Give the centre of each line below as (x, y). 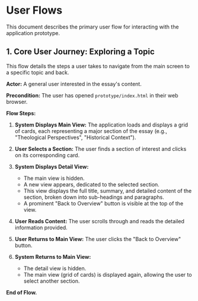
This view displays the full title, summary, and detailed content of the (108, 191)
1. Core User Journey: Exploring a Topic (81, 52)
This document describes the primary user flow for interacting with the (92, 27)
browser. (17, 102)
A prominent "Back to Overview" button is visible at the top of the (103, 203)
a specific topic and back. (38, 72)
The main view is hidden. (54, 178)
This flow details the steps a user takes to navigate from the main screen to (98, 66)
